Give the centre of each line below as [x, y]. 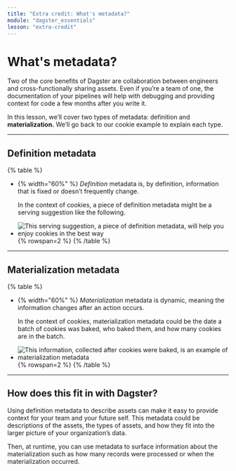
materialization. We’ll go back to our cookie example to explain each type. [115, 124]
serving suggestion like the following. [71, 212]
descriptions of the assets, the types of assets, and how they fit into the [111, 425]
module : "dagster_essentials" [52, 20]
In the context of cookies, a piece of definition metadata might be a [114, 205]
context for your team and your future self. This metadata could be [104, 418]
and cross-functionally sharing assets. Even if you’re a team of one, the [111, 89]
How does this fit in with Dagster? [83, 393]
